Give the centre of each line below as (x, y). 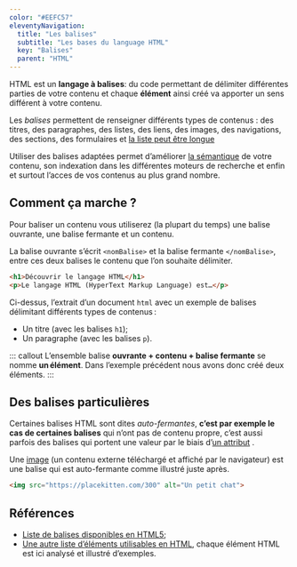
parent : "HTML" (45, 59)
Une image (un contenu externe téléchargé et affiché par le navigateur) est (146, 459)
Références (42, 513)
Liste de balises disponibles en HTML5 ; (94, 535)
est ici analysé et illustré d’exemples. (89, 554)
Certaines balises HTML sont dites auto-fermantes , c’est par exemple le (142, 424)
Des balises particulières (80, 402)
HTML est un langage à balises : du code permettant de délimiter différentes (149, 84)
